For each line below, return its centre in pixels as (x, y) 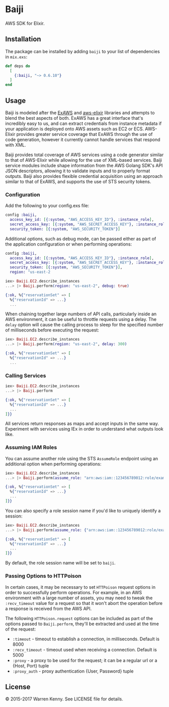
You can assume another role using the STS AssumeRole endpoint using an (82, 458)
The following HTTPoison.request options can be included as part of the (79, 618)
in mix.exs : (16, 57)
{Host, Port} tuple (31, 666)
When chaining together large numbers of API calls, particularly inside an (81, 314)
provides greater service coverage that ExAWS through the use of (84, 134)
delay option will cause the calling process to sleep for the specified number (84, 325)
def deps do (18, 66)
